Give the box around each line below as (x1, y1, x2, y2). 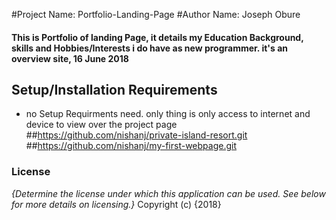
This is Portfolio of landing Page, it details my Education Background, (11, 31, 304, 43)
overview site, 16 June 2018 (11, 52, 129, 64)
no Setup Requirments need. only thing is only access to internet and (25, 108, 311, 120)
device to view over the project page (25, 119, 178, 131)
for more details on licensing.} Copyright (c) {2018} (11, 198, 222, 210)
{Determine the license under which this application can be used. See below (11, 187, 326, 199)
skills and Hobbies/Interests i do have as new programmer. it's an (11, 42, 288, 54)
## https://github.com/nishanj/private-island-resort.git (25, 129, 248, 141)
